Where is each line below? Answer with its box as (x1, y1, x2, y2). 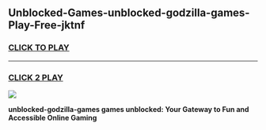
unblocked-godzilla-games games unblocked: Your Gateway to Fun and (8, 104, 249, 113)
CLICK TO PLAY (8, 43, 70, 54)
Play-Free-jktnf (8, 19, 85, 32)
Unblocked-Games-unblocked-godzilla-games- (8, 6, 250, 20)
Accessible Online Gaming (8, 113, 97, 122)
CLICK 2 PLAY (8, 72, 63, 83)
